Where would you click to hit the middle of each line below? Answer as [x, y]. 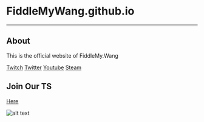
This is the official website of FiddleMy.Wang [62, 55]
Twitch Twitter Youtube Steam [44, 67]
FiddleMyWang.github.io [70, 11]
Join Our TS [29, 86]
